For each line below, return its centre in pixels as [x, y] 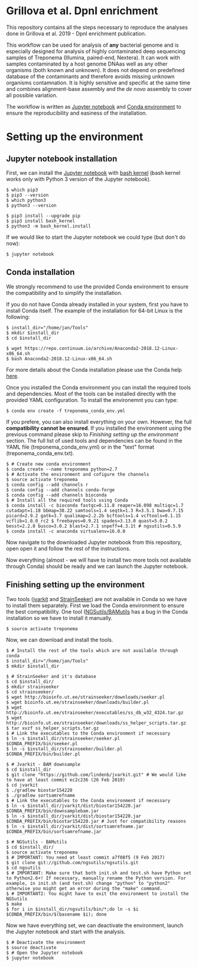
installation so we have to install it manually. [59, 618]
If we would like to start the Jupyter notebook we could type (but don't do [96, 237]
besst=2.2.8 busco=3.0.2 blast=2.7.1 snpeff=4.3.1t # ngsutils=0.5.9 [94, 526]
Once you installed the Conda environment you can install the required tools [98, 387]
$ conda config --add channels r [47, 485]
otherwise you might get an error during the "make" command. [84, 888]
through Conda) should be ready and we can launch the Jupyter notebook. [97, 566]
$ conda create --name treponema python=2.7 [62, 469]
